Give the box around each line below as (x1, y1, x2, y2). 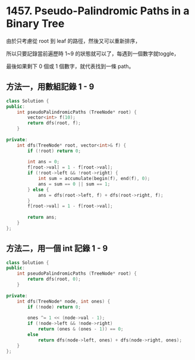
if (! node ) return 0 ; (27, 304, 81, 310)
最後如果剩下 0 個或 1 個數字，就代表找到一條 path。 (6, 63, 134, 70)
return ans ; (27, 215, 58, 221)
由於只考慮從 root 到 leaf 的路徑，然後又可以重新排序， (6, 37, 141, 44)
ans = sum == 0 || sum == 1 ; (37, 181, 111, 187)
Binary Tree (6, 17, 65, 30)
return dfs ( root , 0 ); (27, 276, 81, 283)
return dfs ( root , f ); (27, 120, 81, 126)
